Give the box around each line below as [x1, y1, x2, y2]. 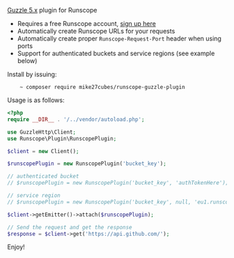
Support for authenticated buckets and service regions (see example [17, 49, 215, 57]
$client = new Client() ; [7, 148, 79, 155]
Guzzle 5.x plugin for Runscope [7, 6, 97, 14]
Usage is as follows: [7, 96, 65, 104]
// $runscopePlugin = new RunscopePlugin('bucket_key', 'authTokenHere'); [7, 180, 229, 187]
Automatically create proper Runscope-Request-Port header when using [17, 34, 221, 43]
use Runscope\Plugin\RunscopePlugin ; [7, 135, 117, 142]
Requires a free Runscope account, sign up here [17, 20, 157, 27]
